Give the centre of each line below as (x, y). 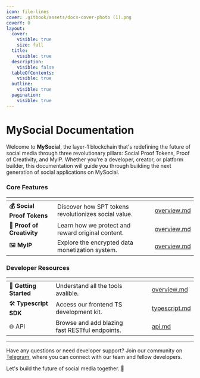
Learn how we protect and (94, 225)
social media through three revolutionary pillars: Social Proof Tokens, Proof (98, 153)
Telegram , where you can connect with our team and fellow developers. (94, 357)
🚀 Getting (23, 286)
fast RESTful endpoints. (88, 330)
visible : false (36, 67)
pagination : (26, 95)
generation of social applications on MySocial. (63, 172)
